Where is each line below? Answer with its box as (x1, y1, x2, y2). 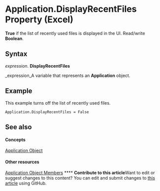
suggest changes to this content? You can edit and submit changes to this (5, 175, 155, 181)
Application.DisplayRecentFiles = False (5, 110, 90, 115)
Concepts (5, 137, 26, 143)
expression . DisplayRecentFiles (5, 63, 70, 69)
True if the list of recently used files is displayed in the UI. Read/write (5, 30, 145, 36)
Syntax (5, 50, 28, 58)
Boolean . (5, 36, 24, 41)
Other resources (5, 159, 39, 165)
